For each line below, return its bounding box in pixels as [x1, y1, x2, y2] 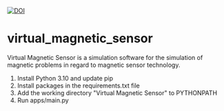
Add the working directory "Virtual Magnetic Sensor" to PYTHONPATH [17, 88, 218, 97]
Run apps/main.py [17, 96, 69, 104]
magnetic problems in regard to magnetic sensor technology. [7, 61, 181, 69]
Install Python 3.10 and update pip [17, 74, 114, 82]
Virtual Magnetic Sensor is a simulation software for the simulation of [7, 53, 203, 61]
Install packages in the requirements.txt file [17, 81, 140, 90]
